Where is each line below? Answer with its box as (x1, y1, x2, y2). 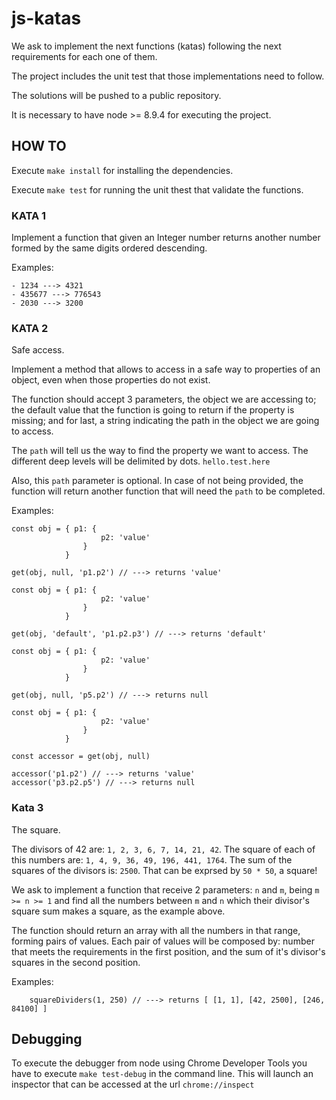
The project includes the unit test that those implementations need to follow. (11, 70, 325, 82)
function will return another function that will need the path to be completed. (11, 485, 326, 497)
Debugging (11, 1031, 83, 1048)
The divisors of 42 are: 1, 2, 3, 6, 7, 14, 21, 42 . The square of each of (11, 843, 316, 855)
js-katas (11, 7, 82, 30)
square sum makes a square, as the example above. (11, 905, 226, 917)
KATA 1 (11, 208, 47, 222)
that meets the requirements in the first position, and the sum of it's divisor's (11, 945, 326, 957)
